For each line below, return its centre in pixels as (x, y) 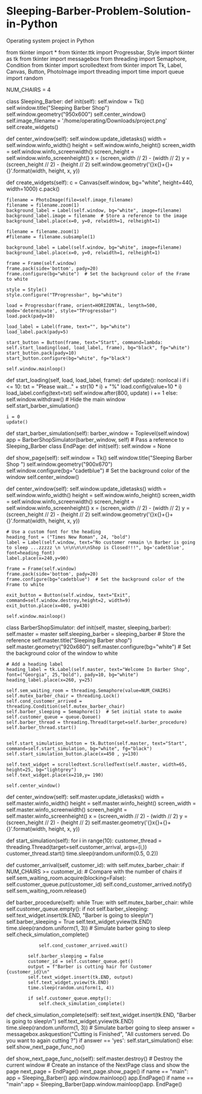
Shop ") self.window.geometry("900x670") (59, 464)
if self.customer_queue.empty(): (70, 998)
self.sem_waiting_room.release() (46, 891)
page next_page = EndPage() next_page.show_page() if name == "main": (97, 1071)
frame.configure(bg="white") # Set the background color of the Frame (98, 274)
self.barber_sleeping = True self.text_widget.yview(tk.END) (79, 921)
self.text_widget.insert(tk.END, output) (81, 977)
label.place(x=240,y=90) (37, 558)
